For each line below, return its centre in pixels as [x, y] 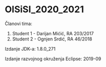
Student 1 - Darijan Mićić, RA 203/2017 [53, 33]
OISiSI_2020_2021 [44, 9]
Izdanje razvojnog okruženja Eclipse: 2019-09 [53, 59]
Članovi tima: [19, 24]
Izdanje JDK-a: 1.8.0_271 [30, 49]
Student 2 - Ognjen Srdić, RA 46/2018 [52, 39]
